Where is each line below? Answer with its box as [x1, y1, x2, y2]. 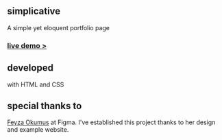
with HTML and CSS [7, 80, 64, 89]
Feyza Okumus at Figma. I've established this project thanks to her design [7, 118, 216, 126]
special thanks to [7, 100, 82, 112]
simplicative [7, 5, 61, 17]
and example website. [7, 126, 69, 134]
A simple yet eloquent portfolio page [7, 23, 110, 32]
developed [7, 62, 53, 74]
